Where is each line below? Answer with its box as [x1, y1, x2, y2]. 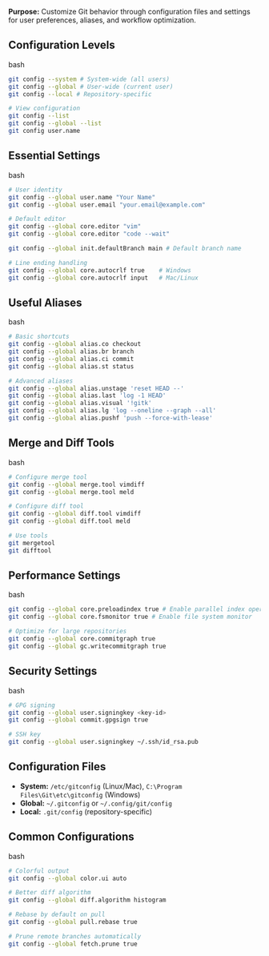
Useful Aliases [8, 295, 82, 309]
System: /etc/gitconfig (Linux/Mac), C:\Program [19, 781, 183, 791]
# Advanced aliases [8, 376, 74, 385]
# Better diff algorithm [8, 889, 91, 897]
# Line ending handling [8, 259, 88, 267]
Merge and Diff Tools [8, 436, 114, 450]
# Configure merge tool [8, 472, 88, 481]
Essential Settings [8, 149, 101, 163]
